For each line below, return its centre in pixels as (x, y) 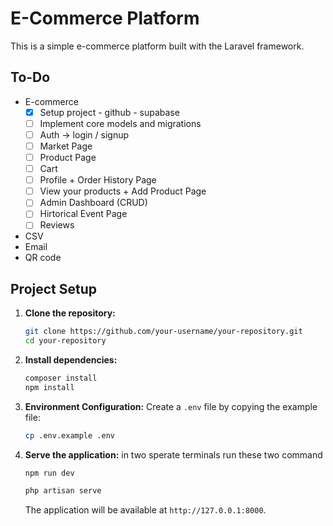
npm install (49, 387)
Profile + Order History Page (98, 180)
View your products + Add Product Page (123, 191)
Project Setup (54, 288)
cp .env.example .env (69, 435)
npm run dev (49, 473)
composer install (61, 378)
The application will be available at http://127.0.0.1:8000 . (145, 509)
